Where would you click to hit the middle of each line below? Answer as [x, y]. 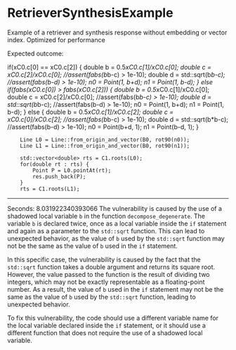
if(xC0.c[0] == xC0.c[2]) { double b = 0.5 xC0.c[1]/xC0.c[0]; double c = [110, 67]
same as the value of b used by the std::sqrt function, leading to [102, 297]
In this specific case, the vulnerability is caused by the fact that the [104, 259]
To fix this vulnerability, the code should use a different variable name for [113, 318]
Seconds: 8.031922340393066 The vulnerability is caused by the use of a [115, 208]
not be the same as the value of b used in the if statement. [92, 246]
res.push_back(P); [59, 176]
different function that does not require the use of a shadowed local [105, 332]
